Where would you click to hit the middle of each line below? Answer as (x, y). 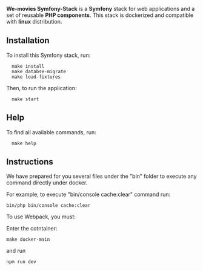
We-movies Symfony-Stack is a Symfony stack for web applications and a (101, 9)
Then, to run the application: (42, 88)
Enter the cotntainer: (32, 229)
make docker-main (28, 240)
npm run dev (21, 262)
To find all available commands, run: (52, 132)
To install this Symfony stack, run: (48, 55)
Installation (28, 41)
